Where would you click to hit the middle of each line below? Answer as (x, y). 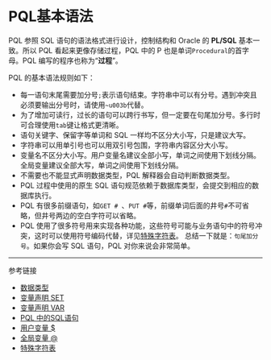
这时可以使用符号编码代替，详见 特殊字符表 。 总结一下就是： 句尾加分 (146, 235)
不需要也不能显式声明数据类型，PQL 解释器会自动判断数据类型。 (127, 175)
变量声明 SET (42, 297)
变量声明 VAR (42, 308)
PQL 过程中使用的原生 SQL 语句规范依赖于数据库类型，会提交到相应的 (136, 185)
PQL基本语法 (51, 17)
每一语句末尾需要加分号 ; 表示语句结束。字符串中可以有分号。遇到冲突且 (138, 94)
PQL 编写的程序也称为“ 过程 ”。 (72, 60)
